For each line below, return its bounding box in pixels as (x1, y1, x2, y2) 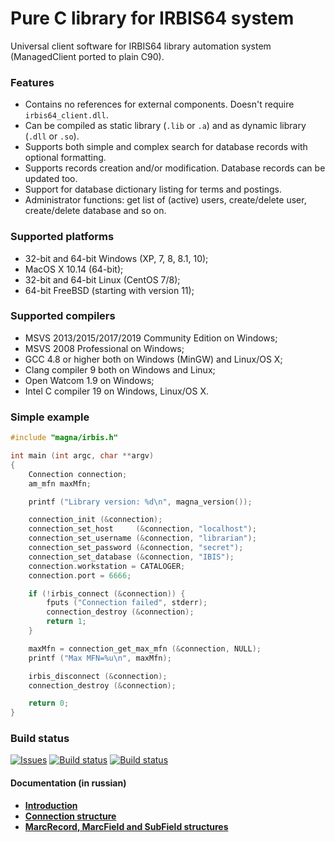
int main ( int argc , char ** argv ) (10, 451, 155, 461)
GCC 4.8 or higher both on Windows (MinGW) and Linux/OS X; (24, 353, 283, 365)
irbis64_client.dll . (24, 109, 109, 121)
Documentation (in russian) (10, 777, 127, 789)
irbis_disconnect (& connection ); (28, 671, 168, 681)
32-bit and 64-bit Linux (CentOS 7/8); (24, 273, 181, 286)
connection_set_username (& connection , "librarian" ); (28, 533, 257, 544)
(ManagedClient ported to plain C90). (10, 50, 165, 62)
